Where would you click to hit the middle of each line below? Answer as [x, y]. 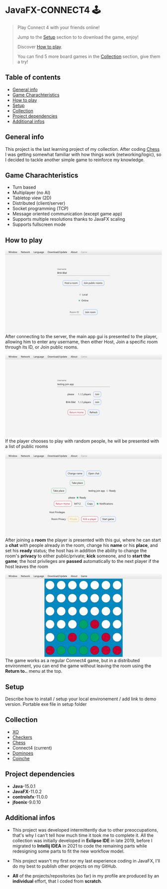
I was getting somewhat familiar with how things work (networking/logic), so [83, 154]
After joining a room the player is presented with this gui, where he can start [83, 540]
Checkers [22, 737]
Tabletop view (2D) [32, 198]
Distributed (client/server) [39, 203]
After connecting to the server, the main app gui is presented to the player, [81, 336]
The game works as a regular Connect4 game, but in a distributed [73, 661]
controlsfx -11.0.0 [30, 797]
